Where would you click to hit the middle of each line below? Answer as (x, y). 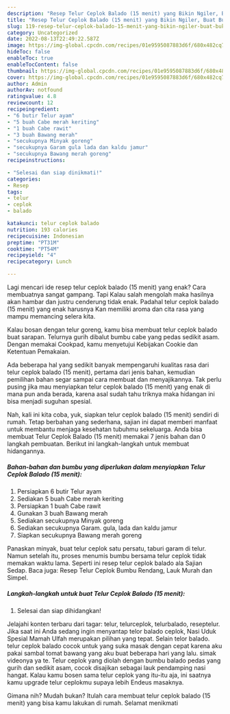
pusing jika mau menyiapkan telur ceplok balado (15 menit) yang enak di (109, 387)
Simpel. (18, 577)
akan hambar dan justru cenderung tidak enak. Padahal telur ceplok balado (113, 302)
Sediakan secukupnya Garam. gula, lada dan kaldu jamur (97, 528)
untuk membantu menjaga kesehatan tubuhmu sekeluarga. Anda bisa (105, 429)
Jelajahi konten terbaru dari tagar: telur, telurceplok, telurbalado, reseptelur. (114, 624)
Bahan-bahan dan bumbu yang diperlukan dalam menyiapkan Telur (106, 467)
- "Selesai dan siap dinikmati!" (55, 172)
